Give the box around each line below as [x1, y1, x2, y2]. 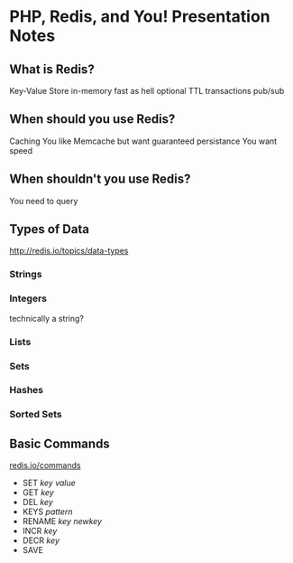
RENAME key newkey [22, 516, 102, 527]
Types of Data [9, 221, 90, 237]
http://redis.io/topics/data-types [9, 246, 129, 257]
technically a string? [9, 313, 84, 324]
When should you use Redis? [9, 111, 176, 127]
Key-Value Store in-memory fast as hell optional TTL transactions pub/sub [9, 86, 285, 96]
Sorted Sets [9, 408, 62, 421]
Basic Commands [9, 436, 110, 451]
